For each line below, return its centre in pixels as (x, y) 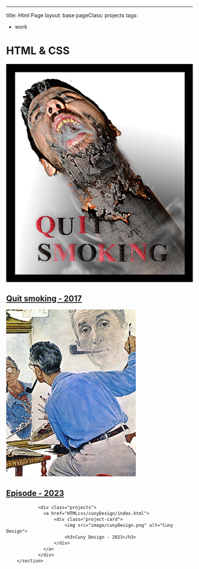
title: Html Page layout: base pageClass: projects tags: (72, 15)
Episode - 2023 (35, 493)
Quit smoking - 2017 (44, 298)
